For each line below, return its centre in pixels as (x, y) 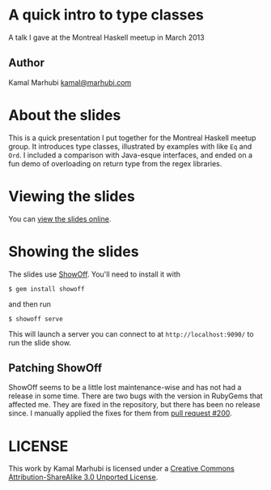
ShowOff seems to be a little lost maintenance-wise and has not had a (125, 388)
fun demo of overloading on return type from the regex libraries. (115, 163)
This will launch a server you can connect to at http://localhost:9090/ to (131, 333)
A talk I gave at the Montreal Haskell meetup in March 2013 (106, 37)
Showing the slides (74, 251)
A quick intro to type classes (106, 15)
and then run (30, 304)
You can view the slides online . (60, 219)
